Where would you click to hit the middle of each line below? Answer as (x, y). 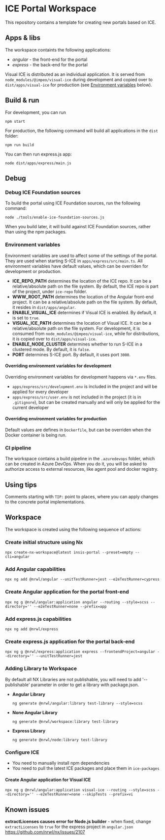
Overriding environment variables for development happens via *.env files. (81, 377)
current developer (31, 407)
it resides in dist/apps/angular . (44, 307)
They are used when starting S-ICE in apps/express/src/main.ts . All (74, 261)
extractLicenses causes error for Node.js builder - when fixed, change (78, 821)
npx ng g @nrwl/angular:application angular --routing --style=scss (77, 602)
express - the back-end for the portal (50, 64)
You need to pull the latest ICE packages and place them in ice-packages (86, 768)
